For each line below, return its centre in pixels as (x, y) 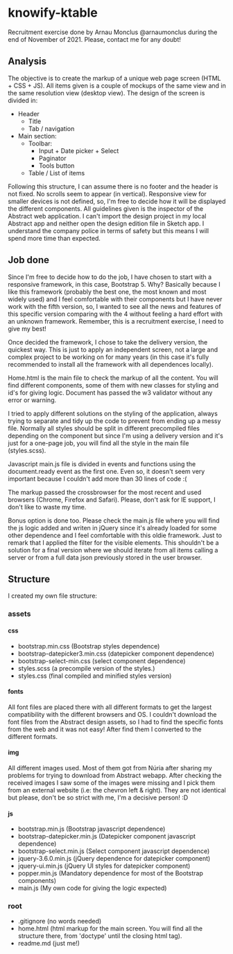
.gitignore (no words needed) (60, 921)
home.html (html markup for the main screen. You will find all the (110, 929)
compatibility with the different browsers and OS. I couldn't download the (112, 714)
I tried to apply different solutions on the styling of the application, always (113, 413)
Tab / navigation (51, 128)
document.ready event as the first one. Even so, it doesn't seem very (106, 471)
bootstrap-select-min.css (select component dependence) (102, 661)
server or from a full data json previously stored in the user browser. (105, 557)
